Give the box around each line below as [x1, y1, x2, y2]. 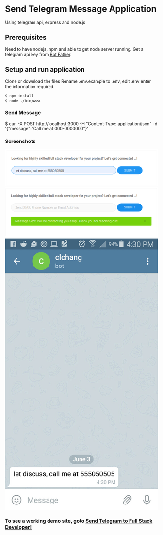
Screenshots [5, 138, 36, 144]
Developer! [5, 524, 32, 531]
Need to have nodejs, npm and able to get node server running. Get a [5, 46, 144, 52]
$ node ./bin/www [5, 98, 40, 103]
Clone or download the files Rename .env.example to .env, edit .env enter [5, 79, 151, 84]
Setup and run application [5, 65, 85, 74]
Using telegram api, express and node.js [5, 19, 86, 25]
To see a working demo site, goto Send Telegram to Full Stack [5, 518, 153, 524]
